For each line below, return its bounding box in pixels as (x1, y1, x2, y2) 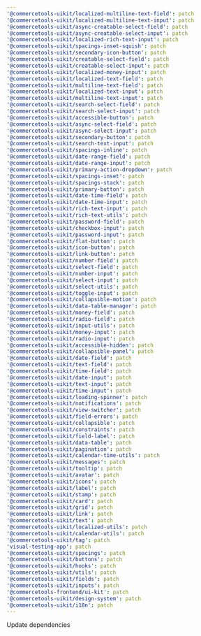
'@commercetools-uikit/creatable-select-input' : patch (6, 62, 170, 69)
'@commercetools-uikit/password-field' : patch (6, 218, 144, 225)
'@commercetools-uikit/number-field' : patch (6, 257, 138, 264)
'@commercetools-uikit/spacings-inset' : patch (6, 173, 144, 180)
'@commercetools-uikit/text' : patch (6, 517, 113, 524)
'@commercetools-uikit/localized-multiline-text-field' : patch (6, 10, 195, 17)
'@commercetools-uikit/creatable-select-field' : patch (6, 56, 170, 63)
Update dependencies (6, 621, 70, 629)
